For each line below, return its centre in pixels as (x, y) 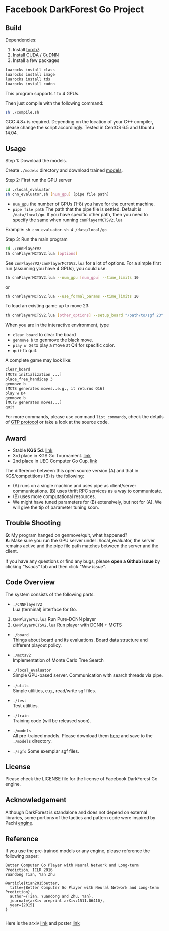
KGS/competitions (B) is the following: (45, 476)
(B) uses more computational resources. (54, 496)
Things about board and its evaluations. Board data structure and (80, 640)
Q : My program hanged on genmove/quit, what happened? (66, 535)
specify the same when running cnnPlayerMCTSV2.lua (67, 220)
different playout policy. (37, 645)
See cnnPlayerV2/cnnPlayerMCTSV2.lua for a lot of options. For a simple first (83, 263)
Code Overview (30, 582)
